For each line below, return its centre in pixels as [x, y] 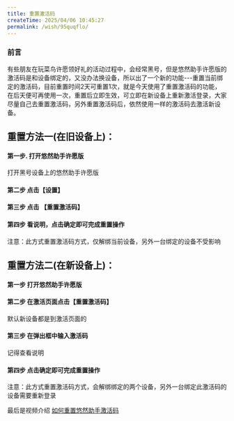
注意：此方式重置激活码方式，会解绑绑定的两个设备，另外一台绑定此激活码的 [117, 387]
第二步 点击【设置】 [36, 190]
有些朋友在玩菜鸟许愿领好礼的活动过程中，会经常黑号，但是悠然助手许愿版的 [117, 69]
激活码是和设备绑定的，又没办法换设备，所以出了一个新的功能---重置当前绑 [115, 77]
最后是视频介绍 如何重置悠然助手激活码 [63, 411]
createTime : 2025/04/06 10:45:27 [56, 20]
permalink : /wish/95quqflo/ [48, 27]
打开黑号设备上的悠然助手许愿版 [53, 172]
